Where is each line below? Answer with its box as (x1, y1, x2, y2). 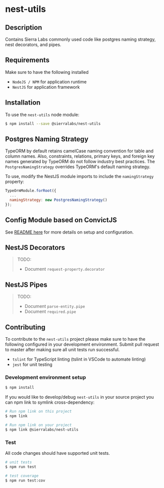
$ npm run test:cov (5, 478, 46, 483)
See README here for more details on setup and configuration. (5, 229, 134, 235)
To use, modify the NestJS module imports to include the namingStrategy (5, 174, 154, 180)
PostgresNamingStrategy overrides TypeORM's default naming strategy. (5, 164, 151, 170)
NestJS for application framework (12, 84, 80, 90)
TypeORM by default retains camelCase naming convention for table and (5, 148, 154, 154)
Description (5, 23, 42, 32)
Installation (5, 98, 41, 107)
